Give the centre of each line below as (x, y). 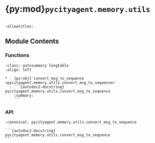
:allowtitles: (20, 26)
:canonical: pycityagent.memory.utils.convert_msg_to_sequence (71, 122)
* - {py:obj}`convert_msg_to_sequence (44, 78)
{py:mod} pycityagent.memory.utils (78, 9)
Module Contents (32, 41)
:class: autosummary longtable (37, 65)
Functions (17, 55)
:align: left (18, 70)
